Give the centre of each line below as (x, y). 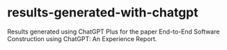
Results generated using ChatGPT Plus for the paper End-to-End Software (113, 32)
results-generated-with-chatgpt (103, 13)
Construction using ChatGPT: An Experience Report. (82, 38)
